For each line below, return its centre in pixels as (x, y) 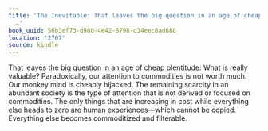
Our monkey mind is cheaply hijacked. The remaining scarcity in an (118, 85)
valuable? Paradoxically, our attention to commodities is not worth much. (128, 76)
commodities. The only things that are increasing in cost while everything (129, 102)
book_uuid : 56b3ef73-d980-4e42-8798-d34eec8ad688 (93, 30)
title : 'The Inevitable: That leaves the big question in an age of (124, 15)
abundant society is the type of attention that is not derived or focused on (130, 93)
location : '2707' (37, 38)
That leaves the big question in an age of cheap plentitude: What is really (128, 67)
